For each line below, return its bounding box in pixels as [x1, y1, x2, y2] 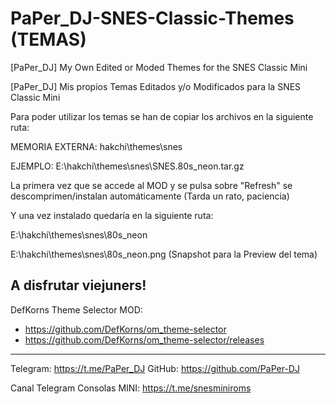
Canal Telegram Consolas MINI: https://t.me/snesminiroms [10, 382, 252, 394]
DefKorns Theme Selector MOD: [10, 303, 143, 316]
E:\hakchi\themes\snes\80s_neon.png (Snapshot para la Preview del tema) [10, 248, 318, 260]
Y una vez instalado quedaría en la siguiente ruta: [10, 209, 214, 221]
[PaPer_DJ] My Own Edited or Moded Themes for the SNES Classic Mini [10, 61, 308, 73]
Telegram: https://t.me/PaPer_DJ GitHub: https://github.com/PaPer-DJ [10, 362, 300, 374]
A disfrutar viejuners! [10, 277, 147, 294]
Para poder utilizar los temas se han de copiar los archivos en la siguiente [10, 110, 314, 122]
